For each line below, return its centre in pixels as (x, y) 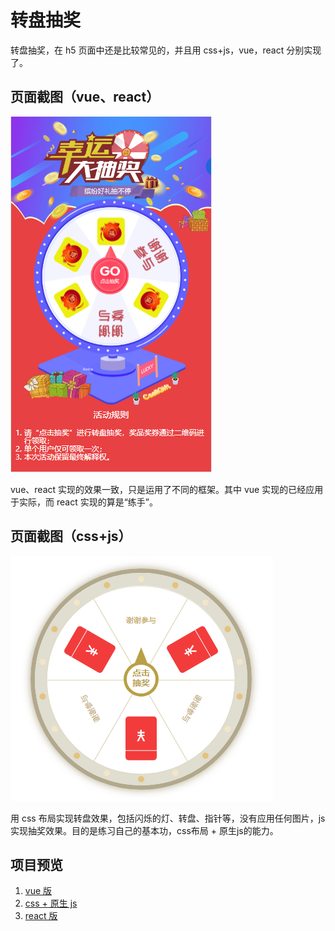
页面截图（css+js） (71, 536)
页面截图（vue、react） (85, 97)
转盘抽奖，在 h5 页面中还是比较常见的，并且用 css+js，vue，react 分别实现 (166, 50)
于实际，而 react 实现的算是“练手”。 (84, 502)
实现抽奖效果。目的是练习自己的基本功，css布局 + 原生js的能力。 (144, 830)
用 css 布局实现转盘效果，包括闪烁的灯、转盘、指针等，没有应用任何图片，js (168, 818)
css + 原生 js (51, 903)
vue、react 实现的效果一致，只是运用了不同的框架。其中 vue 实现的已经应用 (167, 489)
